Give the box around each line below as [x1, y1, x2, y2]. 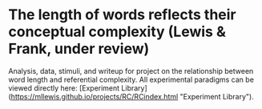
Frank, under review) [8, 40, 150, 58]
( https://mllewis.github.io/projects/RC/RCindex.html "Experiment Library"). [8, 91, 254, 101]
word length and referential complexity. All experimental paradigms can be [8, 75, 255, 84]
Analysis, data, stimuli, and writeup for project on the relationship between [8, 66, 254, 75]
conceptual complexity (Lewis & [8, 22, 226, 41]
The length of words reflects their [8, 6, 236, 24]
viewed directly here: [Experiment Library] [8, 83, 148, 93]
